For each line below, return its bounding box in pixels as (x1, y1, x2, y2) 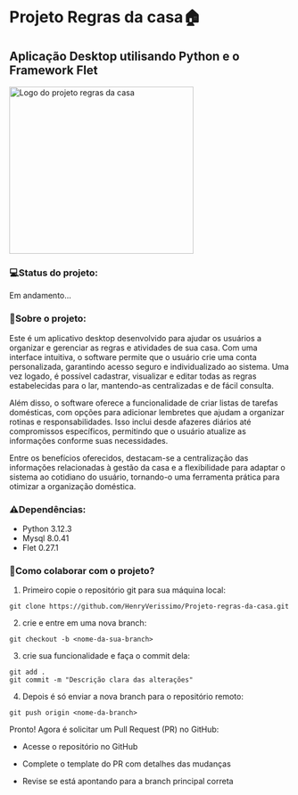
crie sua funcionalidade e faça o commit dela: (21, 651, 190, 661)
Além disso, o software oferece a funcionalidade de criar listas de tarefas (9, 397, 278, 408)
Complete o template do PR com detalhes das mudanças (21, 758, 232, 769)
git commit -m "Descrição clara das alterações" (9, 676, 194, 684)
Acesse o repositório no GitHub (21, 742, 138, 752)
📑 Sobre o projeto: (9, 313, 87, 325)
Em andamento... (9, 291, 71, 301)
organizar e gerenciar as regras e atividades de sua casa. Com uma (9, 342, 258, 353)
